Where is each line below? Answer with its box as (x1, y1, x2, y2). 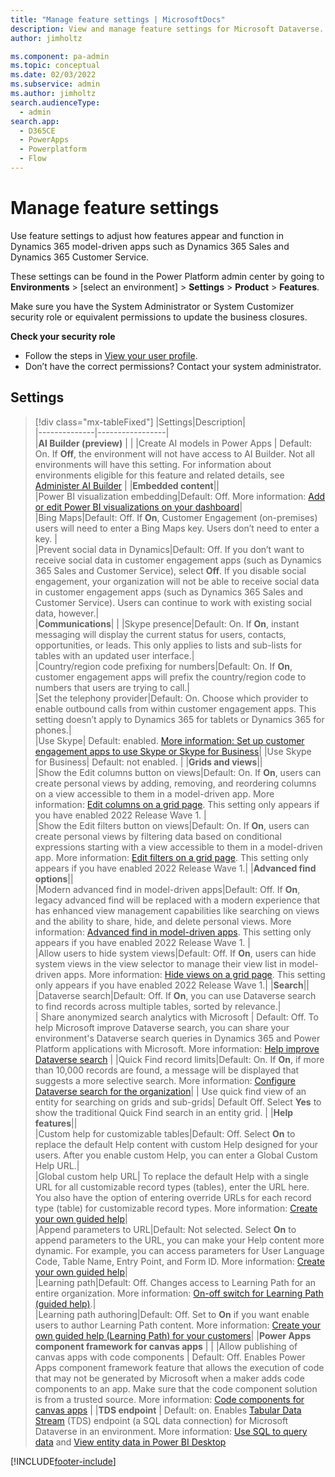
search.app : (10, 116, 60, 126)
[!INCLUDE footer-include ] (10, 1455, 117, 1467)
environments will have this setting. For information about (34, 458, 272, 470)
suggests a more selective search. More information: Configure (34, 1074, 296, 1086)
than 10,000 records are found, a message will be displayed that (34, 1064, 300, 1076)
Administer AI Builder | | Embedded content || (34, 479, 220, 491)
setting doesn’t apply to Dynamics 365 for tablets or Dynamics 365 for (34, 713, 325, 725)
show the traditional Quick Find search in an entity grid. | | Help (34, 1106, 294, 1118)
